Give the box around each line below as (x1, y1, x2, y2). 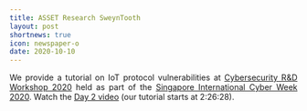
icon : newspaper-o (9, 38, 79, 48)
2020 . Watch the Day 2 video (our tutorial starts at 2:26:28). (9, 92, 235, 103)
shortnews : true (9, 30, 71, 39)
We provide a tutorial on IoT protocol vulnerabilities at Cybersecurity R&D (9, 72, 298, 83)
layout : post (9, 22, 59, 31)
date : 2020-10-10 (9, 47, 76, 56)
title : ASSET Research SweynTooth (9, 13, 142, 23)
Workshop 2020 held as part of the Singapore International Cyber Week (9, 82, 299, 93)
